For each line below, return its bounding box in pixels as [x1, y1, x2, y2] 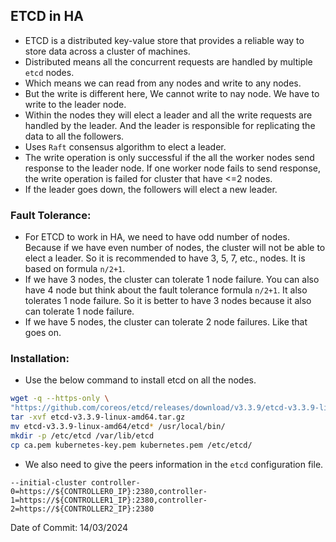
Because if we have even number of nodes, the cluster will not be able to [24, 242, 326, 254]
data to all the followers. [24, 130, 125, 142]
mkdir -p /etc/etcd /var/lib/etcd [10, 430, 155, 441]
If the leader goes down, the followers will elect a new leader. [24, 183, 278, 195]
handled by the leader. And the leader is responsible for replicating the [24, 119, 316, 131]
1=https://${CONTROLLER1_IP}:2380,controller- [10, 495, 208, 505]
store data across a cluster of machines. [24, 45, 191, 57]
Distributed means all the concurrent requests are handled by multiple [24, 55, 313, 68]
